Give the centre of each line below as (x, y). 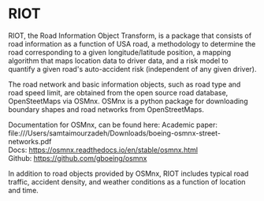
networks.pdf (30, 141)
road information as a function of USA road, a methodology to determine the (132, 43)
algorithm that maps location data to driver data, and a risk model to (118, 61)
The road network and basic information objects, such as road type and (125, 84)
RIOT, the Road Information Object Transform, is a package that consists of (130, 35)
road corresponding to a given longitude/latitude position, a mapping (120, 52)
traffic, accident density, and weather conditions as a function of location (127, 181)
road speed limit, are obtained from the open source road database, (118, 92)
